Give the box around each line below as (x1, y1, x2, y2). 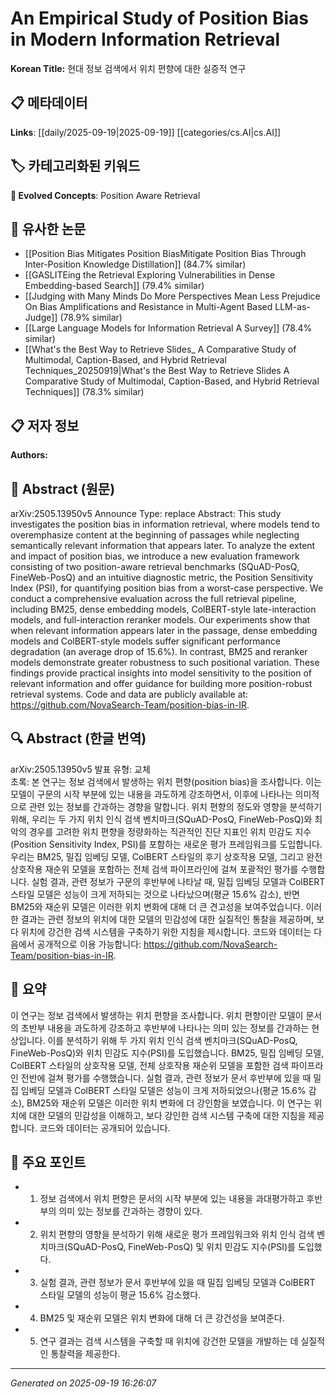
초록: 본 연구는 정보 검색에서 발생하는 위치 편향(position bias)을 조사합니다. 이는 (10, 775, 322, 787)
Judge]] (24, 312, 58, 324)
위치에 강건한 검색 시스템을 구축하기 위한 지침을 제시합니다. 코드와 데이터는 (20, 925, 312, 937)
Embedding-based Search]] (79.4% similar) (24, 280, 205, 292)
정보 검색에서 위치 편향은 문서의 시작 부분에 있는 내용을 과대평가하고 (39, 1193, 305, 1205)
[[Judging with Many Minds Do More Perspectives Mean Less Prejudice (24, 290, 321, 302)
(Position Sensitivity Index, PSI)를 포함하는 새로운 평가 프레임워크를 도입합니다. (10, 838, 323, 850)
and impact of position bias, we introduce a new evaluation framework (10, 550, 300, 562)
